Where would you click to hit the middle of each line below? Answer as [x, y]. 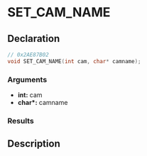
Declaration [34, 39]
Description [34, 144]
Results [21, 121]
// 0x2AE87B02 [28, 55]
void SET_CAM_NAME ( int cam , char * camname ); [74, 61]
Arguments [27, 79]
